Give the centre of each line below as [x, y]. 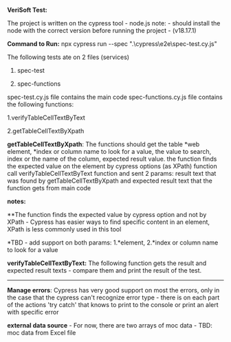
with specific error [33, 312]
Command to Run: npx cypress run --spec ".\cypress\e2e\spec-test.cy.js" [112, 44]
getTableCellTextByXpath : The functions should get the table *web [103, 144]
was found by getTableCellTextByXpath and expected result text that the [110, 181]
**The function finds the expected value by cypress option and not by [107, 215]
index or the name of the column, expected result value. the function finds [112, 159]
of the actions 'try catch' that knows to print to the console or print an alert [113, 305]
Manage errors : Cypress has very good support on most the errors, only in [113, 290]
